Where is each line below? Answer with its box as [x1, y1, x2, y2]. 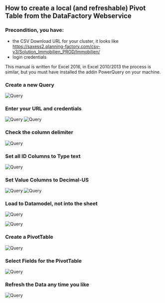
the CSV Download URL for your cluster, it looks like [12, 38, 119, 44]
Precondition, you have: [5, 27, 64, 34]
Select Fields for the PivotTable [5, 257, 82, 264]
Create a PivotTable [5, 234, 54, 241]
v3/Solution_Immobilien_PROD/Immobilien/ [12, 48, 100, 54]
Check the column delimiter [5, 129, 74, 136]
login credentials [12, 54, 47, 60]
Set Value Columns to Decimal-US [5, 176, 89, 183]
